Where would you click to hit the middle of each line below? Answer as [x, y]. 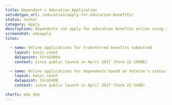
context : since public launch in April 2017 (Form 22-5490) [80, 85]
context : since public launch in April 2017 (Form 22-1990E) [81, 62]
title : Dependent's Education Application [51, 10]
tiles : [12, 39]
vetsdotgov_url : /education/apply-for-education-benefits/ [70, 15]
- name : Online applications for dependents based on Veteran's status [88, 71]
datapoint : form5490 [36, 81]
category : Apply [23, 24]
